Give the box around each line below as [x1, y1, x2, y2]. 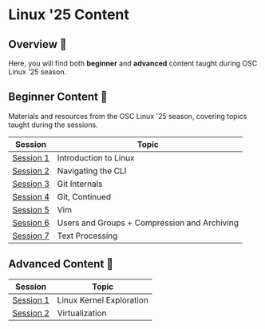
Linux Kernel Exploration [57, 294, 149, 305]
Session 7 [12, 230, 50, 241]
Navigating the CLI [57, 165, 127, 176]
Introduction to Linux [57, 152, 135, 163]
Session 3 [12, 178, 50, 189]
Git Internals [57, 178, 103, 189]
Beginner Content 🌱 [8, 90, 108, 104]
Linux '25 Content [8, 6, 129, 24]
